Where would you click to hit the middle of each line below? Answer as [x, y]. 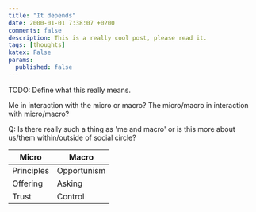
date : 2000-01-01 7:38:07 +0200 [61, 23]
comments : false [35, 30]
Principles [31, 170]
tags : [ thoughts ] [37, 45]
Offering [28, 183]
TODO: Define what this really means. [69, 90]
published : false [44, 67]
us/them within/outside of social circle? [72, 137]
